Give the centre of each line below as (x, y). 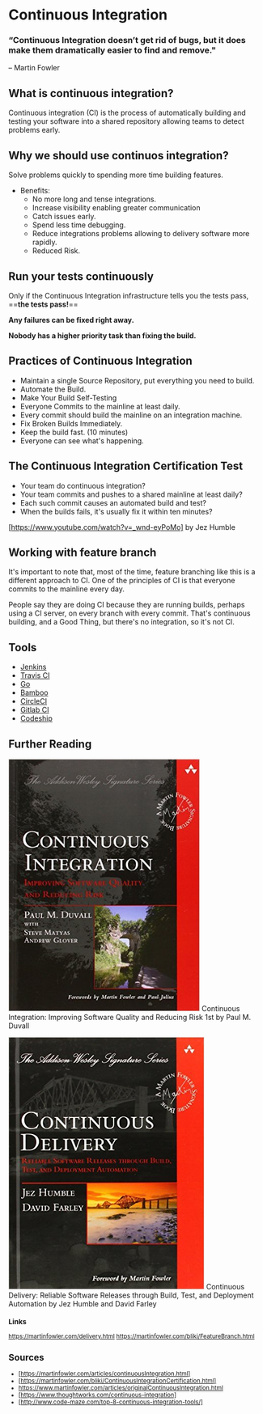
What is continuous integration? (91, 93)
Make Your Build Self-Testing (68, 397)
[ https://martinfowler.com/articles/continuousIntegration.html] (104, 1374)
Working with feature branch (83, 552)
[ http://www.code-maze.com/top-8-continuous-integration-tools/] (111, 1402)
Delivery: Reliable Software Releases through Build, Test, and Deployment (131, 1295)
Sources (26, 1358)
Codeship (36, 718)
